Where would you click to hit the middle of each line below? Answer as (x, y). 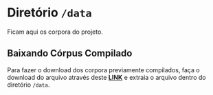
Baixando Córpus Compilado (70, 53)
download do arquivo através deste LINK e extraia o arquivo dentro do (106, 77)
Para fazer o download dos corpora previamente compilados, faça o (104, 70)
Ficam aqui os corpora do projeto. (55, 32)
